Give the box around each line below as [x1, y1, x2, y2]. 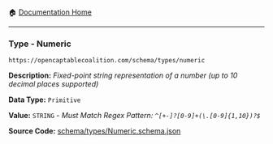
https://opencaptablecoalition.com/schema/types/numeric [8, 57, 206, 65]
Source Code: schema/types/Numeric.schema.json [8, 126, 181, 136]
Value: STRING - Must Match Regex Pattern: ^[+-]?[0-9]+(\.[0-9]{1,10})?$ [8, 111, 261, 121]
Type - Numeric [8, 38, 71, 49]
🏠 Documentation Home [8, 7, 92, 17]
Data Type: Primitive [8, 95, 81, 104]
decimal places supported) [8, 79, 99, 89]
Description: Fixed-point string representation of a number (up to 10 [8, 70, 238, 80]
